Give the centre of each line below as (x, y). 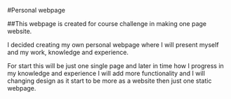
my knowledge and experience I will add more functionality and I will (106, 73)
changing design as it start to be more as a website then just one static (110, 81)
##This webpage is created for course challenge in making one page (107, 24)
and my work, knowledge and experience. (68, 52)
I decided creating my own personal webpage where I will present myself (113, 45)
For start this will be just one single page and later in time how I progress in (116, 66)
